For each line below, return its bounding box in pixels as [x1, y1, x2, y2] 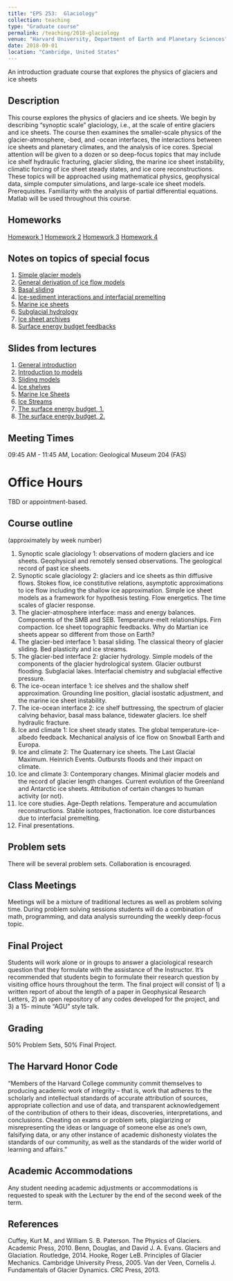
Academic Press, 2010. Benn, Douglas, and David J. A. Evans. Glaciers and [8, 1244, 221, 1252]
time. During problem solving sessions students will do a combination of [8, 905, 213, 913]
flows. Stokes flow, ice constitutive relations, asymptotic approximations [17, 579, 223, 587]
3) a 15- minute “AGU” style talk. [8, 1002, 100, 1011]
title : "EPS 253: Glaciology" [8, 10, 98, 17]
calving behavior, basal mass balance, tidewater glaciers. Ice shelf [17, 711, 207, 719]
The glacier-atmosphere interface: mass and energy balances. [17, 608, 196, 616]
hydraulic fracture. [17, 718, 71, 727]
